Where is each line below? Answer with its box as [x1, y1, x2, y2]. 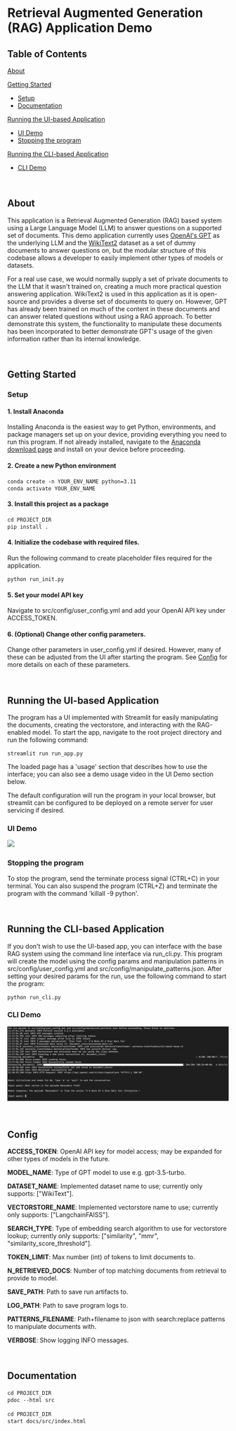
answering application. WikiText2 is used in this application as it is [7, 289, 199, 298]
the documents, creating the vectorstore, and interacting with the [7, 720, 196, 730]
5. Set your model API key [7, 590, 84, 599]
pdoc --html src [7, 1396, 55, 1404]
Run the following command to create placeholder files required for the [7, 554, 213, 562]
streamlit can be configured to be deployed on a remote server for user [7, 799, 214, 807]
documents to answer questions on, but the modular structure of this [7, 246, 206, 254]
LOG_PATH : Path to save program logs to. [7, 1301, 129, 1309]
